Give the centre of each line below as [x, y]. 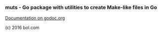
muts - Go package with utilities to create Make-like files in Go [81, 7]
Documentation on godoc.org [35, 18]
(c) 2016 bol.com [22, 28]
